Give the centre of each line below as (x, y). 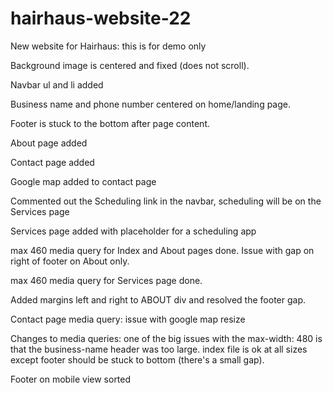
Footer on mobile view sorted (71, 379)
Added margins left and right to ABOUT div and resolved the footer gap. (158, 299)
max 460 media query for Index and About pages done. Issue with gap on (162, 250)
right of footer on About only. (70, 261)
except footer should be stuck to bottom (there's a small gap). (137, 359)
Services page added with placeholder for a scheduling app (133, 231)
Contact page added (52, 162)
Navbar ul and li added (57, 84)
